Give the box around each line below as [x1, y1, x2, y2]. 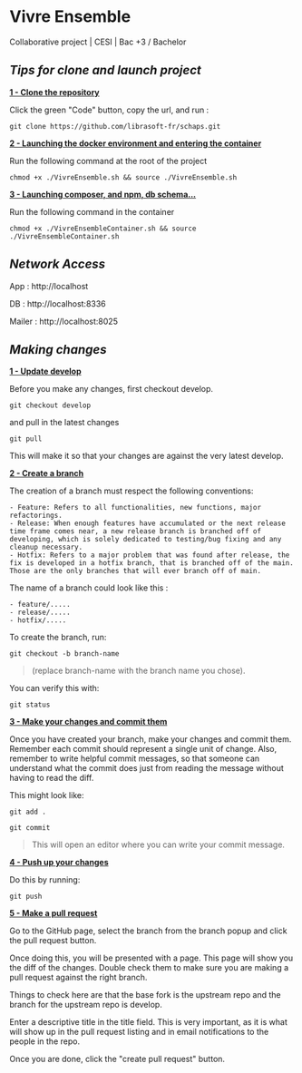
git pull [9, 434, 43, 444]
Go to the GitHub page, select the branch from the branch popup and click [9, 925, 287, 936]
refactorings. [9, 511, 63, 521]
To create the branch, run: [9, 632, 107, 643]
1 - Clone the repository [9, 86, 100, 97]
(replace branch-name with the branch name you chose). [31, 665, 246, 677]
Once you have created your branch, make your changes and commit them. [9, 734, 292, 745]
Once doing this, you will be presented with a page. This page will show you [9, 952, 294, 963]
